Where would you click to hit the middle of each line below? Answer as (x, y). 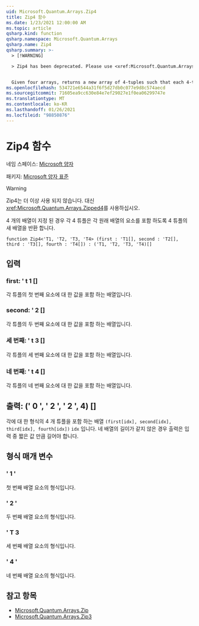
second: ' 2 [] (26, 310)
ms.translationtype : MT (36, 99)
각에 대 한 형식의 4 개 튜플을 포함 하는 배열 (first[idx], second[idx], (89, 421)
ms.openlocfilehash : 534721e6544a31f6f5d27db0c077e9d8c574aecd (86, 88)
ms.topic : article (29, 28)
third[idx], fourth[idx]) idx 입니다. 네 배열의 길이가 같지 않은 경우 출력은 (95, 428)
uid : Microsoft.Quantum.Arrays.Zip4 (51, 12)
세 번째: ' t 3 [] (26, 341)
